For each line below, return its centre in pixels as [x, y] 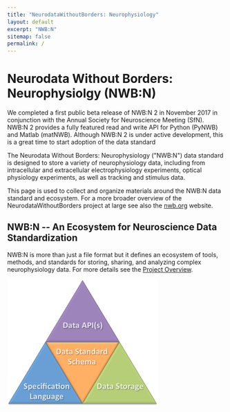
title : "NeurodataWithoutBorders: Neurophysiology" [83, 15]
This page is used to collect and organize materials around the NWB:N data [114, 191]
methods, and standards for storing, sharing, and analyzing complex [104, 262]
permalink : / [26, 44]
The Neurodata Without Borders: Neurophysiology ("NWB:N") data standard [115, 156]
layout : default [30, 22]
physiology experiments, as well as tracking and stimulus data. [96, 178]
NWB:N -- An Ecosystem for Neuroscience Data [112, 227]
